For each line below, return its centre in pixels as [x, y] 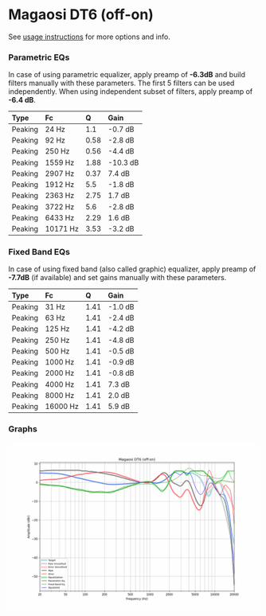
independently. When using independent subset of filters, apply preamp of [131, 92]
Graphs [23, 429]
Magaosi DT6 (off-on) [81, 15]
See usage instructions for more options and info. [90, 37]
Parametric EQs [39, 57]
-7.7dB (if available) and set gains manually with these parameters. [117, 278]
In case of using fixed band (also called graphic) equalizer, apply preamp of [132, 269]
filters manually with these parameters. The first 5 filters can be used [121, 83]
